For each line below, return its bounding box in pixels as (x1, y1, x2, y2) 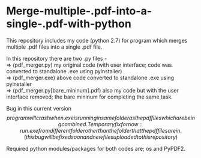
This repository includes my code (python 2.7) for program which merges (6, 37, 188, 44)
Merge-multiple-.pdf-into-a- (6, 4, 152, 18)
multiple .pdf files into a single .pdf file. (6, 43, 103, 50)
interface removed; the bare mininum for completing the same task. (6, 93, 173, 100)
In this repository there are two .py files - (6, 55, 107, 62)
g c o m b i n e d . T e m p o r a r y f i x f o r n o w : (58, 120, 142, 127)
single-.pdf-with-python (6, 17, 132, 31)
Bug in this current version (6, 105, 72, 112)
